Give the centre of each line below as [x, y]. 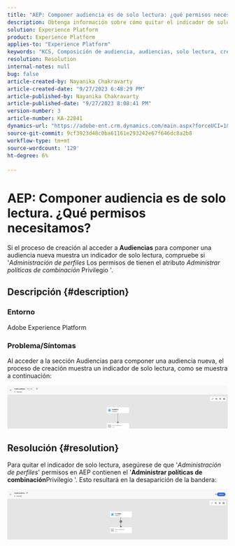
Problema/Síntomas [42, 345]
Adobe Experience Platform [47, 327]
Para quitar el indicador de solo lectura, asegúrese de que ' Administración [114, 465]
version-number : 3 [34, 111]
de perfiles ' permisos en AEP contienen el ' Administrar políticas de [105, 472]
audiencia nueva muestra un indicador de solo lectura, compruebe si [106, 255]
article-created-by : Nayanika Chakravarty [70, 81]
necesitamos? [49, 228]
